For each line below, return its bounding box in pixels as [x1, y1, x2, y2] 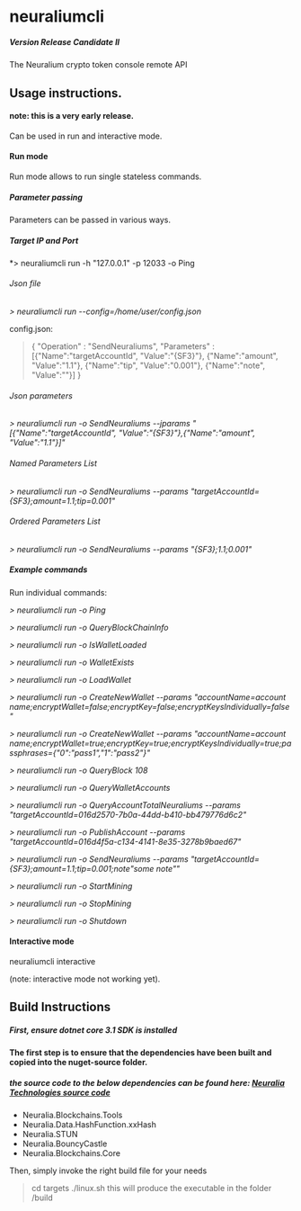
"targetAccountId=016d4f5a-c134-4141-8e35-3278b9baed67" [9, 836, 242, 847]
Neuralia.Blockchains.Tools [22, 1109, 123, 1121]
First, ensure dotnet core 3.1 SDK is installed [9, 1024, 178, 1036]
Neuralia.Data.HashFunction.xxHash [22, 1119, 157, 1130]
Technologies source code [9, 1087, 111, 1098]
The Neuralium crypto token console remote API [9, 59, 188, 70]
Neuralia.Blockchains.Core [22, 1148, 121, 1159]
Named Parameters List [9, 457, 97, 469]
